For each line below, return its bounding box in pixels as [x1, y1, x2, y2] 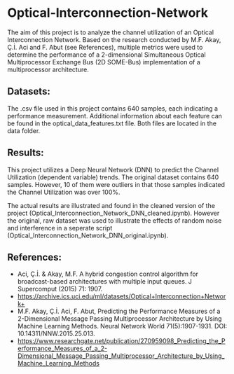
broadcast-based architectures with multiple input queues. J [17, 277, 193, 286]
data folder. [7, 126, 41, 134]
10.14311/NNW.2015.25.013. [17, 329, 96, 338]
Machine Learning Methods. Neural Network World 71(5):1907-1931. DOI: [17, 322, 228, 331]
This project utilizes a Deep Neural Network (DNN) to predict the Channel [7, 165, 219, 174]
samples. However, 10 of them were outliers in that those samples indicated [7, 180, 226, 188]
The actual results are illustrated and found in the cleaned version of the [7, 201, 216, 209]
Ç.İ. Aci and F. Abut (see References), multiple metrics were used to [7, 43, 203, 51]
